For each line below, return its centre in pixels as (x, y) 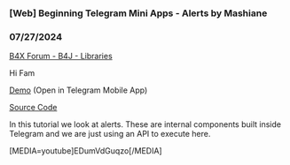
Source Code (33, 108)
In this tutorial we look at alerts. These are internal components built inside (145, 124)
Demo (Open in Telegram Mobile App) (78, 90)
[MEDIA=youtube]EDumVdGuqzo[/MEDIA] (86, 151)
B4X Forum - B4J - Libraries (61, 56)
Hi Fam (22, 73)
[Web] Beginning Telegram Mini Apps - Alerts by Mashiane (138, 13)
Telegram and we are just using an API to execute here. (110, 134)
